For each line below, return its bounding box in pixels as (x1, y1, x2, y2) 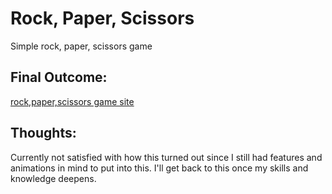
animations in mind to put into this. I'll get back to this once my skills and (10, 162, 309, 174)
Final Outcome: (10, 69, 108, 86)
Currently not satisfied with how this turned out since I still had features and (10, 151, 323, 163)
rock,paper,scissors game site (10, 95, 135, 107)
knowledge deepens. (10, 172, 97, 184)
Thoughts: (10, 125, 77, 142)
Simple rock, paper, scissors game (10, 40, 153, 52)
